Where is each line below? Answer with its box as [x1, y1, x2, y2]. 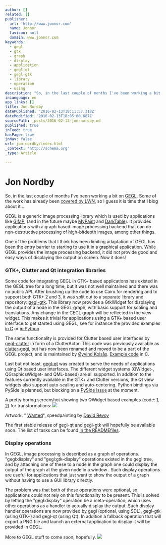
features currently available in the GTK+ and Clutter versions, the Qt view [5, 376, 154, 382]
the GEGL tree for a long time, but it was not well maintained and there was [5, 283, 158, 289]
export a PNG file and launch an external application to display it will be [5, 519, 151, 525]
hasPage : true [5, 132, 35, 137]
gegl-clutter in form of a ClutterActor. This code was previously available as [5, 340, 160, 346]
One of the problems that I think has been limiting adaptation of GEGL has [5, 238, 156, 244]
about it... [5, 203, 25, 209]
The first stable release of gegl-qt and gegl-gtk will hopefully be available [5, 422, 155, 428]
